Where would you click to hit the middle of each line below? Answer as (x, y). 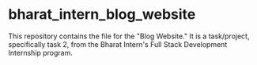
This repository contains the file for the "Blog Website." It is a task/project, (129, 36)
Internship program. (40, 52)
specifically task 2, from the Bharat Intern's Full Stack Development (118, 44)
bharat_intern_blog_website (102, 14)
